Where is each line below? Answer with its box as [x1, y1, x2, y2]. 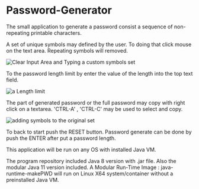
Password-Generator [6, 4, 113, 17]
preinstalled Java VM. [6, 176, 59, 183]
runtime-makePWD [6, 170, 53, 177]
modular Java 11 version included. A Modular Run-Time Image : [6, 164, 160, 171]
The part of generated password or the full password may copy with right [6, 99, 185, 106]
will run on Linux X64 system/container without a [54, 170, 174, 177]
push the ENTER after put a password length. [6, 134, 117, 142]
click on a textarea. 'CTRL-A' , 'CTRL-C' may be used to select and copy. [6, 105, 183, 112]
